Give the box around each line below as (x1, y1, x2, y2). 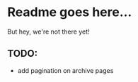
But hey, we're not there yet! (7, 27, 90, 36)
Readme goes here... (7, 4, 132, 20)
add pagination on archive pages (17, 66, 114, 74)
